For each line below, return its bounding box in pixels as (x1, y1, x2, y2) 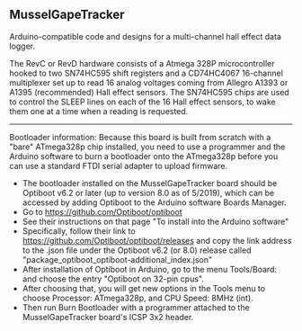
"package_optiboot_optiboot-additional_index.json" (22, 254, 213, 264)
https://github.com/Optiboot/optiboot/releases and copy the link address (22, 235, 292, 246)
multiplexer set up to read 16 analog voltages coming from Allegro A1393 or (9, 76, 289, 88)
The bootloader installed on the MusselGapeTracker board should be (22, 177, 278, 188)
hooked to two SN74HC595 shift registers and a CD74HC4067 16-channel (9, 67, 283, 78)
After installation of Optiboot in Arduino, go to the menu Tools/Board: (22, 264, 277, 274)
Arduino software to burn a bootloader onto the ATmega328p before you (9, 150, 279, 161)
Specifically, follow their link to (22, 225, 137, 237)
